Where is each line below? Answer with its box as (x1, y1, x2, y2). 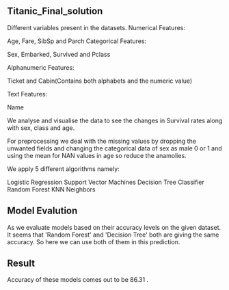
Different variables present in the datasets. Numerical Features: (7, 23, 186, 31)
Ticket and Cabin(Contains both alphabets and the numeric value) (7, 77, 193, 85)
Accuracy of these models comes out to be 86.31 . (7, 276, 149, 284)
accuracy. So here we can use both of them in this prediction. (7, 237, 180, 246)
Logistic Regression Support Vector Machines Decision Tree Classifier (7, 178, 205, 186)
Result (7, 258, 36, 269)
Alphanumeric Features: (7, 63, 75, 71)
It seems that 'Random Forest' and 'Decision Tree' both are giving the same (7, 230, 219, 239)
